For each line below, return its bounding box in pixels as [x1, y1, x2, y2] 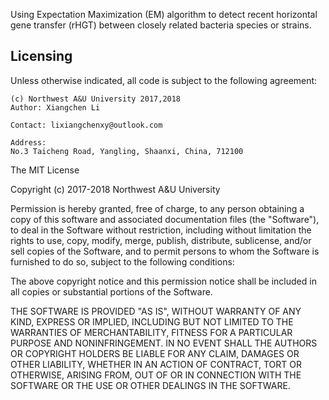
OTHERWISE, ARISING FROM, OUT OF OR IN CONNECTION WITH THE [10, 369, 302, 381]
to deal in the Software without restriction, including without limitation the [10, 224, 312, 236]
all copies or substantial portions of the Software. [10, 285, 213, 298]
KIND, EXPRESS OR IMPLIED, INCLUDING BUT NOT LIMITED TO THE [10, 315, 294, 328]
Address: [10, 137, 47, 148]
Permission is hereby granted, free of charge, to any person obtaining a [10, 202, 305, 214]
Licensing [10, 48, 73, 65]
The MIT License [10, 164, 80, 176]
